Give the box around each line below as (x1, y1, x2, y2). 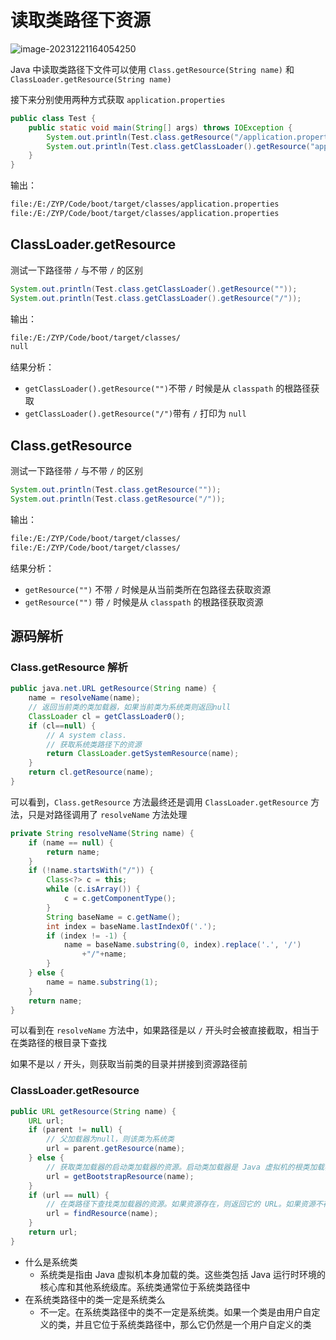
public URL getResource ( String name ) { (10, 1106, 177, 1116)
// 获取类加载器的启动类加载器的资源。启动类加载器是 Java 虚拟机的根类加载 (46, 1162, 325, 1172)
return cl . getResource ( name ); (28, 767, 155, 778)
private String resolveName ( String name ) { (10, 828, 195, 838)
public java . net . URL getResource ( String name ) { (10, 684, 217, 694)
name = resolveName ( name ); (28, 693, 141, 703)
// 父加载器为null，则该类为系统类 (46, 1134, 175, 1145)
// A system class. (46, 730, 128, 740)
